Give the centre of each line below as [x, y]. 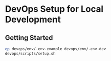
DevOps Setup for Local [54, 9]
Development [33, 19]
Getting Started [29, 38]
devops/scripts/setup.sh [30, 53]
